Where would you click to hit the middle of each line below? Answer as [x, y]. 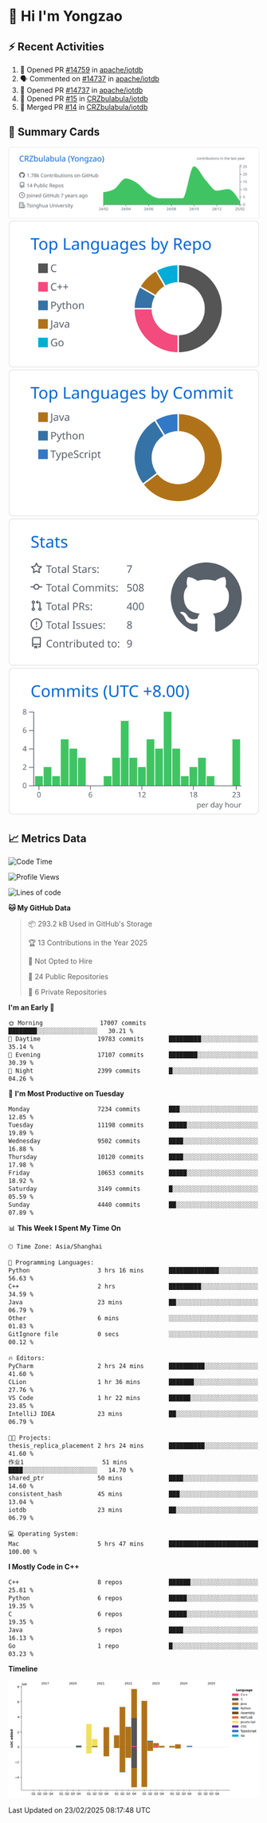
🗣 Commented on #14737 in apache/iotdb [89, 78]
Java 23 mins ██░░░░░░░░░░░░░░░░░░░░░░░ [133, 1303]
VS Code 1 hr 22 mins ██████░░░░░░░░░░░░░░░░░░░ [133, 1398]
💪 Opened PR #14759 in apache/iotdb [81, 70]
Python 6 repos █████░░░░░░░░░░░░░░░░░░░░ [133, 1598]
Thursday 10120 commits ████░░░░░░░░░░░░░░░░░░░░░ [133, 1157]
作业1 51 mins [68, 1462]
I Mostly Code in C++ [44, 1567]
